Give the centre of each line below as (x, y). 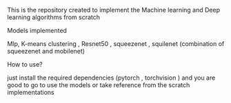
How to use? (25, 64)
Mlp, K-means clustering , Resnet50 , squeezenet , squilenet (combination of (116, 44)
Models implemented (37, 31)
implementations (31, 92)
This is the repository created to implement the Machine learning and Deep (114, 10)
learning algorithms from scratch (54, 17)
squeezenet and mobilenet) (46, 51)
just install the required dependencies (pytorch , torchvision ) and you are (111, 78)
